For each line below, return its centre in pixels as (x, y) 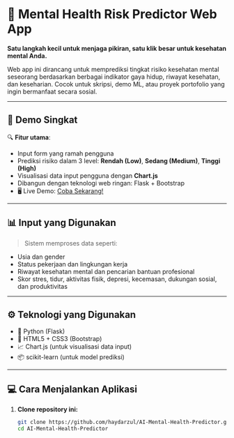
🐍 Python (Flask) (41, 331)
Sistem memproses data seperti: (71, 243)
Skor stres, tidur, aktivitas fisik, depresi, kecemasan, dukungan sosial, (117, 279)
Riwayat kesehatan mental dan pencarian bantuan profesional (106, 271)
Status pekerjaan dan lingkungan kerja (72, 264)
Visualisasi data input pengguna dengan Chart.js (87, 175)
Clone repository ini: (47, 409)
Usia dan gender (41, 257)
